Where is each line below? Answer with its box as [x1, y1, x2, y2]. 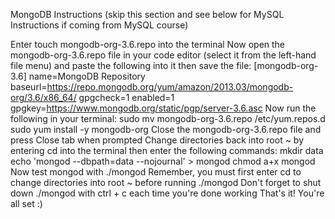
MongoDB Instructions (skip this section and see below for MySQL [10, 9, 285, 20]
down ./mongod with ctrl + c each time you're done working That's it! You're [10, 187, 325, 199]
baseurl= [10, 81, 48, 93]
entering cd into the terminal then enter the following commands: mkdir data [10, 145, 324, 156]
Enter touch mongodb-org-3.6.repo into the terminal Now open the [10, 39, 286, 50]
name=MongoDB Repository [28, 70, 146, 82]
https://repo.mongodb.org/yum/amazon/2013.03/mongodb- [46, 81, 294, 93]
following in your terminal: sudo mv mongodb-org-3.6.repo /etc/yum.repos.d [10, 113, 326, 124]
